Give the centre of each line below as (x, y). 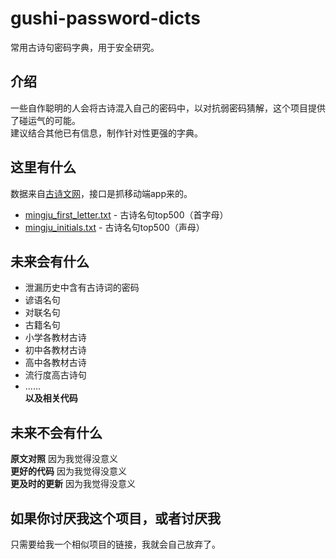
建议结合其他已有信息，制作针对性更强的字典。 (106, 133)
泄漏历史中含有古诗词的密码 (82, 288)
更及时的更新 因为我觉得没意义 (73, 484)
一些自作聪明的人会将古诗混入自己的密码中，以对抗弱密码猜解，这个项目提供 (168, 108)
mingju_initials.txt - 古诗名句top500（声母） (114, 227)
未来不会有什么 (56, 432)
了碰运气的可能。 (45, 120)
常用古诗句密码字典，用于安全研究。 (85, 47)
